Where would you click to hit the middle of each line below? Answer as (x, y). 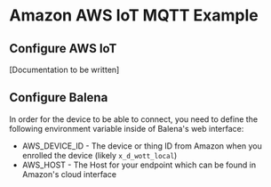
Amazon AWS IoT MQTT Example (134, 16)
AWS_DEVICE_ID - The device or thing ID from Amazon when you (142, 146)
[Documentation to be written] (64, 69)
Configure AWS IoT (63, 49)
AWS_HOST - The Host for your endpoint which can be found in (139, 165)
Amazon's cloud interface (69, 174)
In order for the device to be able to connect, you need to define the (134, 119)
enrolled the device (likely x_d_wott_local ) (100, 155)
